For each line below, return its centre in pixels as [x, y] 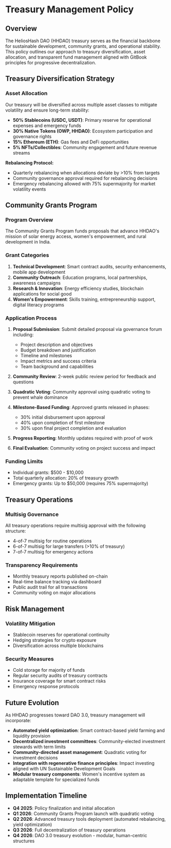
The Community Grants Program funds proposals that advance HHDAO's [82, 231]
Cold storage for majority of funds [49, 670]
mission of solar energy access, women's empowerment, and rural [76, 236]
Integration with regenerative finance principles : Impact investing [84, 763]
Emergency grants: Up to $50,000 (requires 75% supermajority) [80, 484]
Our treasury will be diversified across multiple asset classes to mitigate [81, 104]
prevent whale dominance [40, 397]
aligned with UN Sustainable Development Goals [64, 769]
